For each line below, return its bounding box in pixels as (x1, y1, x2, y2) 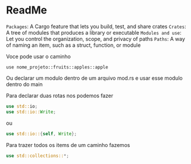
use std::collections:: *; (6, 153, 69, 159)
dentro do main (6, 80, 43, 88)
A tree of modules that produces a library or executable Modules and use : (6, 29, 182, 36)
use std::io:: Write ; (6, 109, 57, 115)
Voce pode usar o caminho (6, 53, 71, 60)
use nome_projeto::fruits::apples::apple (6, 64, 109, 70)
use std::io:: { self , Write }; (6, 131, 77, 136)
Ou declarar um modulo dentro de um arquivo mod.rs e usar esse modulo (6, 74, 183, 81)
